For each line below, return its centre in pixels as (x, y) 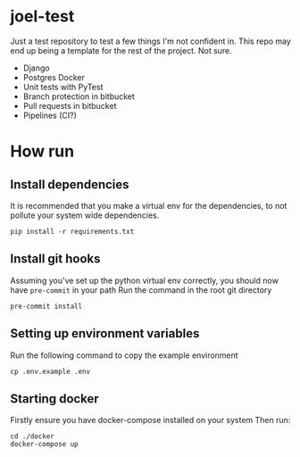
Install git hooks (55, 259)
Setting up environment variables (105, 333)
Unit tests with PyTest (63, 87)
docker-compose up (44, 445)
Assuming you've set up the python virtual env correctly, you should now (145, 280)
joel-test (42, 17)
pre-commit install (46, 306)
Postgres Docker (54, 77)
